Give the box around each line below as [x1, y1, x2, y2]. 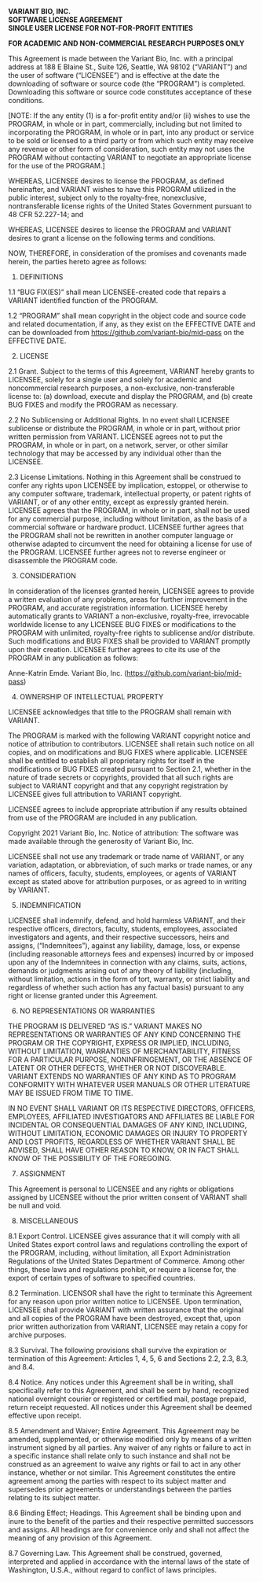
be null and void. [8, 1201, 62, 1210]
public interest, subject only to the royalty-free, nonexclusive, [8, 193, 206, 202]
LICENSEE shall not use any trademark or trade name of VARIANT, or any [8, 852, 245, 861]
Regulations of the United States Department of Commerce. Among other [8, 1256, 246, 1266]
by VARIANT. [8, 885, 50, 894]
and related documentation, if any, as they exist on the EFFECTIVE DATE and [8, 319, 256, 329]
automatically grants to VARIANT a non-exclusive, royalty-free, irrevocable [8, 611, 250, 621]
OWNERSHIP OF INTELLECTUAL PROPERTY [19, 692, 163, 701]
